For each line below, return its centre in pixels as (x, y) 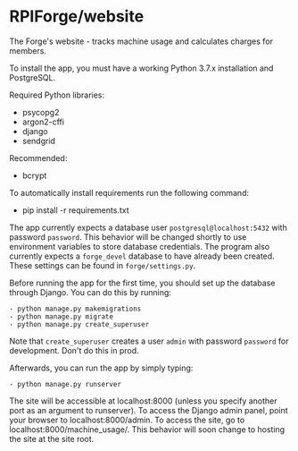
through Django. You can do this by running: (91, 292)
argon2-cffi (43, 122)
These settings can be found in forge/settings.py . (103, 265)
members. (28, 50)
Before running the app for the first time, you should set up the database (142, 283)
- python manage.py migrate (62, 316)
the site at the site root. (52, 438)
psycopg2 (41, 112)
